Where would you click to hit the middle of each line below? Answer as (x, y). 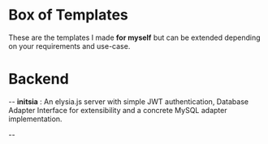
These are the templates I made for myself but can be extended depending (135, 37)
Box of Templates (68, 15)
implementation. (35, 119)
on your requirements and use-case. (69, 46)
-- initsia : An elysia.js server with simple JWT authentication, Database (129, 101)
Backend (39, 79)
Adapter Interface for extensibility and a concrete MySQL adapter (118, 110)
